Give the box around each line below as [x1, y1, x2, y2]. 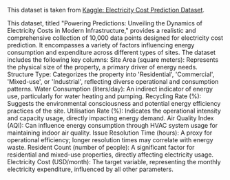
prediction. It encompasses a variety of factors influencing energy [7, 41, 195, 49]
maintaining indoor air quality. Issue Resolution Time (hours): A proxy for [7, 128, 213, 137]
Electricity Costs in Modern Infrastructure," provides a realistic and [7, 27, 196, 34]
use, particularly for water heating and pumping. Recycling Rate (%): [7, 92, 202, 100]
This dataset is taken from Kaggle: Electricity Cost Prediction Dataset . [7, 6, 205, 14]
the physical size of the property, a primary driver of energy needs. [7, 63, 198, 71]
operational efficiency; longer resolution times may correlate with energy [7, 136, 213, 144]
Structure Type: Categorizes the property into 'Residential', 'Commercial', [7, 70, 215, 78]
